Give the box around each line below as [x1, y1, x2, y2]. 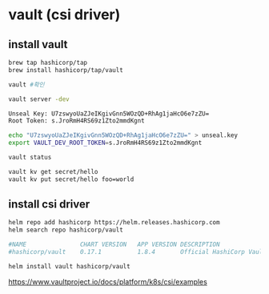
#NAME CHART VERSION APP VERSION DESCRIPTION [8, 240, 220, 249]
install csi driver [8, 198, 90, 211]
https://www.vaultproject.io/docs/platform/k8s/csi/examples [8, 276, 208, 286]
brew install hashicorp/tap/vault [8, 66, 124, 74]
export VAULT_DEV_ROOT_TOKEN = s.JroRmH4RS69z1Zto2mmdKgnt [8, 139, 203, 147]
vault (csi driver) [8, 6, 121, 24]
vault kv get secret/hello [8, 167, 98, 175]
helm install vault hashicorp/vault [8, 262, 130, 270]
